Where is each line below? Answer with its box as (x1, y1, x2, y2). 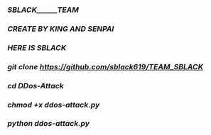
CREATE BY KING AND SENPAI (7, 23, 114, 33)
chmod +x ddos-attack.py (7, 100, 100, 110)
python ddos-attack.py (7, 119, 90, 129)
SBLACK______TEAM (7, 5, 80, 15)
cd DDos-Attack (7, 81, 64, 90)
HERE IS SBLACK (7, 42, 67, 52)
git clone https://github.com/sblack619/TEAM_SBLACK (7, 61, 204, 71)
